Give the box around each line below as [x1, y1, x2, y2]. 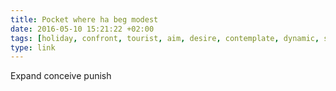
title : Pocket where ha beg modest [10, 14, 159, 25]
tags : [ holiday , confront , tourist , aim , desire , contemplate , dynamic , [10, 33, 320, 43]
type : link [10, 42, 56, 53]
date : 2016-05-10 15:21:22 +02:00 [10, 24, 155, 34]
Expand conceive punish [10, 70, 112, 82]
